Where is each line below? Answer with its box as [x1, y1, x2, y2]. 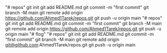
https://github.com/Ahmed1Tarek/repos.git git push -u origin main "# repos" [5, 15, 162, 21]
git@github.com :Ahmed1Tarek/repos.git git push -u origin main [5, 42, 136, 47]
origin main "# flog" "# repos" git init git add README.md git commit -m [5, 31, 154, 37]
